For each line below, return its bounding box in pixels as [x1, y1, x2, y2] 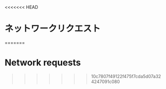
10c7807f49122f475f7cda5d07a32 [91, 73, 161, 79]
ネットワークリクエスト [4, 23, 101, 34]
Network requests [4, 57, 81, 68]
